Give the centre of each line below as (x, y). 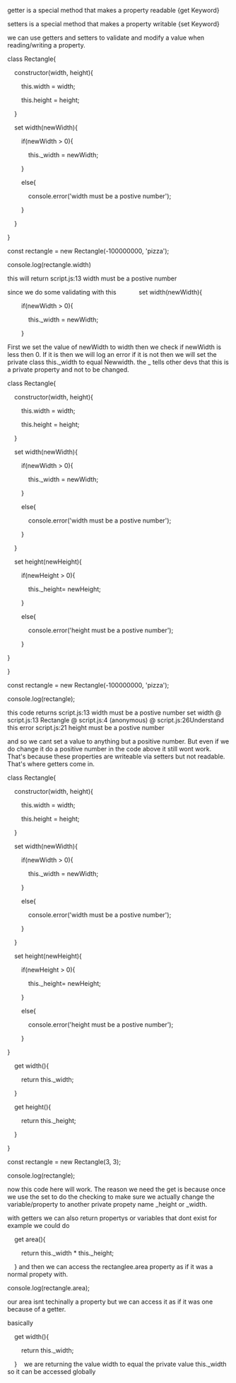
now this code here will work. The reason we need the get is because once (117, 1189)
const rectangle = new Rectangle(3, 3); (64, 1162)
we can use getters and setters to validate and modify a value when (106, 38)
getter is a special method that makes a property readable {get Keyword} (114, 10)
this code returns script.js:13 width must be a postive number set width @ (114, 712)
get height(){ (33, 1107)
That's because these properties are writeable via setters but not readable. (116, 756)
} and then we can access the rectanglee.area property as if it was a (113, 1267)
